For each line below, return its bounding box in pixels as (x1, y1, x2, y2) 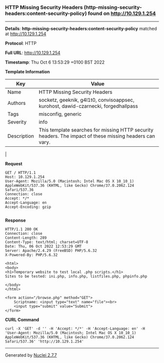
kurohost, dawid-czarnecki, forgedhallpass (39, 103, 138, 110)
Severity (7, 119, 27, 126)
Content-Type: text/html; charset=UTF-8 (5, 240, 89, 245)
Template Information (5, 69, 50, 75)
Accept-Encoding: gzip (5, 204, 51, 209)
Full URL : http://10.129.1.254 (5, 50, 61, 56)
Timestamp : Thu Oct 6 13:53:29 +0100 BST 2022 (5, 59, 105, 65)
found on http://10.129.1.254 (87, 10, 156, 17)
